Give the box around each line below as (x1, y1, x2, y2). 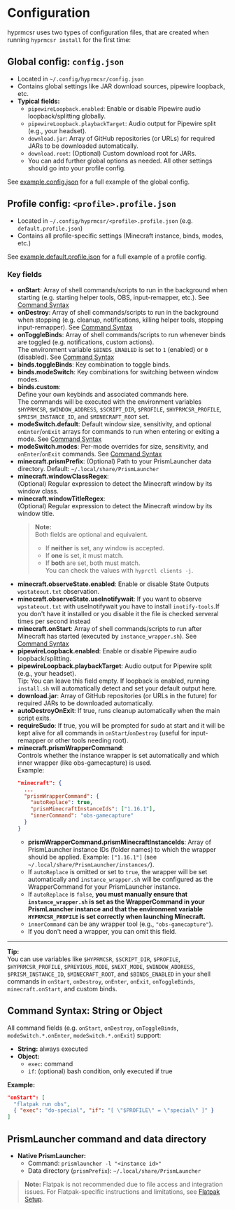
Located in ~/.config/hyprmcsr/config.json (17, 74, 144, 83)
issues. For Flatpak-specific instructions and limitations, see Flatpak (24, 1187, 220, 1196)
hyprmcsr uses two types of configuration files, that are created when (7, 28, 209, 36)
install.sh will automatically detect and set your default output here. (17, 684, 217, 692)
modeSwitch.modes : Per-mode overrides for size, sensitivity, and (17, 442, 208, 450)
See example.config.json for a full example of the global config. (7, 177, 190, 186)
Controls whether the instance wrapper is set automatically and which (17, 751, 220, 759)
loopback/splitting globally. (27, 111, 106, 120)
